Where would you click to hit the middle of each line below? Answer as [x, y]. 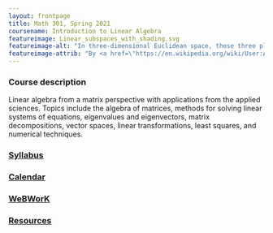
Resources [30, 220]
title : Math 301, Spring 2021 [60, 24]
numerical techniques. [46, 134]
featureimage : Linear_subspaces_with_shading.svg [94, 39]
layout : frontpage [39, 16]
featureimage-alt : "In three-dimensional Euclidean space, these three [132, 46]
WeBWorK [29, 199]
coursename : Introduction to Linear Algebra [85, 31]
